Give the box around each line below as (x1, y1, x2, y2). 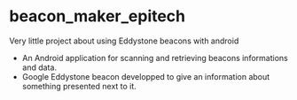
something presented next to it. (21, 81, 137, 91)
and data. (21, 62, 58, 73)
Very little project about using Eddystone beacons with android (9, 35, 239, 46)
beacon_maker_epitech (9, 6, 186, 27)
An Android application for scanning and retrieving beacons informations (21, 52, 288, 63)
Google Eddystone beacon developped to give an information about (21, 71, 270, 81)
